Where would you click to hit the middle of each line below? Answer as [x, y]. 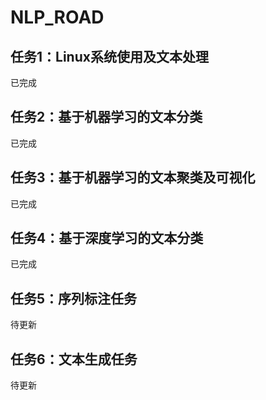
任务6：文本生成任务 [74, 359]
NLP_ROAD [57, 17]
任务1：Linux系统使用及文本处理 [109, 56]
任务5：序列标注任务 [74, 298]
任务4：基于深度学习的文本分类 [107, 238]
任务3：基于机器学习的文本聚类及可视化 [133, 177]
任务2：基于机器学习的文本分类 [106, 117]
